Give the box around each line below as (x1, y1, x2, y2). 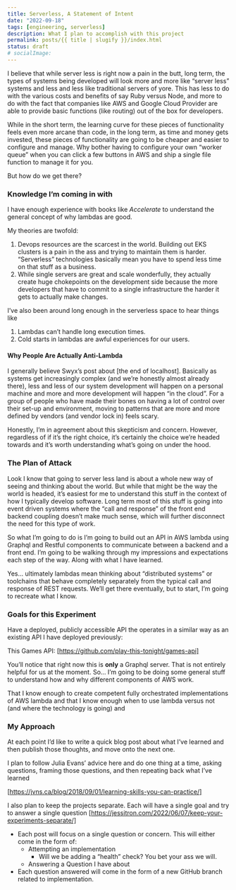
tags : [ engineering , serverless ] (7, 23, 106, 30)
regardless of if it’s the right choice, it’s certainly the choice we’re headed (7, 433, 221, 441)
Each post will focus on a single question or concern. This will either (17, 830, 216, 838)
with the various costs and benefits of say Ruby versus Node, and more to (7, 91, 223, 100)
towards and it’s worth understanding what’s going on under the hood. (7, 441, 211, 449)
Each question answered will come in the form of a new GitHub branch (17, 867, 223, 876)
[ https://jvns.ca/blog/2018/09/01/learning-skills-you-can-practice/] (7, 788, 202, 796)
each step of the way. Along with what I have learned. (7, 555, 163, 564)
